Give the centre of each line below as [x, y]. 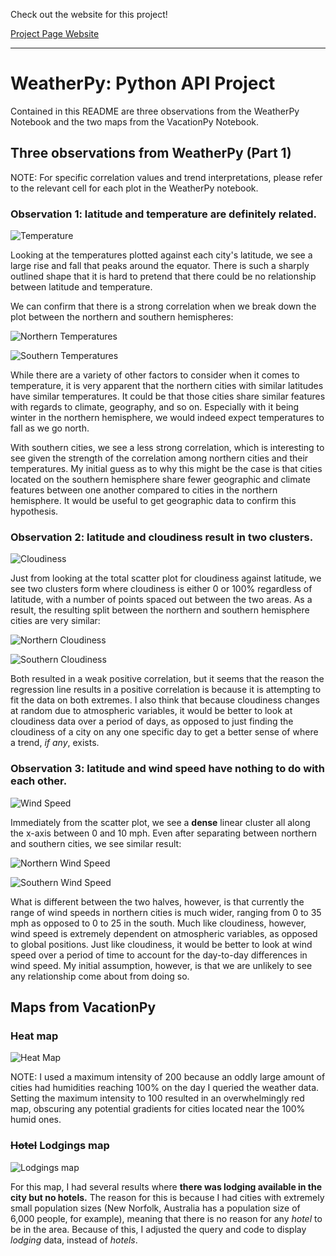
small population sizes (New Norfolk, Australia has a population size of [155, 1208]
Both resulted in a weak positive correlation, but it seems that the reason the [167, 679]
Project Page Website [55, 33]
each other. [39, 781]
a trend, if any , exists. [55, 743]
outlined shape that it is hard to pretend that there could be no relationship [163, 276]
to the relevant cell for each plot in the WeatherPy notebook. [134, 188]
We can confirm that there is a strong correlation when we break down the [163, 306]
